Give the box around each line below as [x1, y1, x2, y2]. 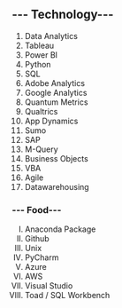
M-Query [24, 144, 58, 154]
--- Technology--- [11, 7, 114, 22]
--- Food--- [11, 203, 62, 216]
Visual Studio [24, 280, 73, 291]
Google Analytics [24, 87, 88, 98]
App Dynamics [24, 115, 79, 126]
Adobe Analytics [24, 77, 85, 88]
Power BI [24, 49, 58, 60]
